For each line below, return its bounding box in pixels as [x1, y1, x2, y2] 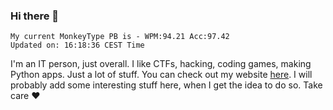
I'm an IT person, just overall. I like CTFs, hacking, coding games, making [10, 58, 312, 70]
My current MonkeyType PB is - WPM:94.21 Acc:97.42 [10, 32, 230, 42]
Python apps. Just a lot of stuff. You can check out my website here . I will [10, 69, 313, 81]
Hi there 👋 [10, 9, 60, 23]
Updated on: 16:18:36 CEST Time [10, 40, 145, 51]
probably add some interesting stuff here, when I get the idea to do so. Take [10, 79, 323, 91]
